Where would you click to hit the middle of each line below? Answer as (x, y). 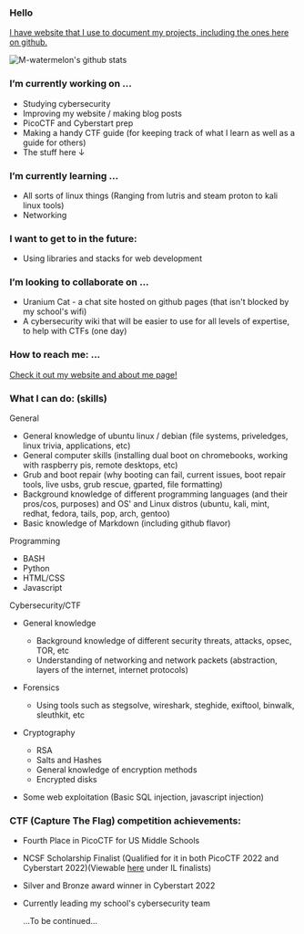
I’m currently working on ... (71, 84)
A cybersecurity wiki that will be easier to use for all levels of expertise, (156, 321)
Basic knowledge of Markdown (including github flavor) (127, 523)
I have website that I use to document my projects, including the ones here (149, 33)
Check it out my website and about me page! (93, 374)
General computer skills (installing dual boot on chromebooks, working (155, 456)
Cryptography (49, 733)
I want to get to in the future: (73, 238)
